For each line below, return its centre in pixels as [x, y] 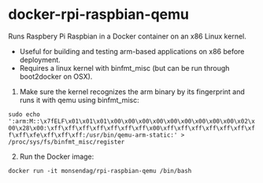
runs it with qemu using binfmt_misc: [79, 100]
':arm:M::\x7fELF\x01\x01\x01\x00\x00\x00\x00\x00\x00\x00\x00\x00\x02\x [132, 121]
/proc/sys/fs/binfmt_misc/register [67, 142]
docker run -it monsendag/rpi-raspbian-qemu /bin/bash [100, 170]
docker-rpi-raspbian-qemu [98, 15]
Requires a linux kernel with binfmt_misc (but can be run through [124, 68]
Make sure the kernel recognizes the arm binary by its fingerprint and [132, 91]
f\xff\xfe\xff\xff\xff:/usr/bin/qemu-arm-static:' [93, 135]
